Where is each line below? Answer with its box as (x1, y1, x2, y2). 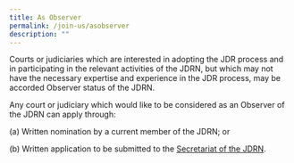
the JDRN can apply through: (9, 109, 116, 120)
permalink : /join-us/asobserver (9, 21, 130, 30)
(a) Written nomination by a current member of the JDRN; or (9, 126, 231, 137)
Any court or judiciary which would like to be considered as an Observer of (9, 100, 285, 110)
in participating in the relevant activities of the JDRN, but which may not (9, 63, 274, 74)
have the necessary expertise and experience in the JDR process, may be (9, 73, 281, 84)
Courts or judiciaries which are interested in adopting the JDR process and (9, 54, 284, 65)
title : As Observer (9, 12, 82, 22)
